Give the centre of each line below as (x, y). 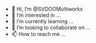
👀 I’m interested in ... (36, 15)
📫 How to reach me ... (38, 34)
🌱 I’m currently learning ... (42, 21)
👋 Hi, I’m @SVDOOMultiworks (47, 9)
